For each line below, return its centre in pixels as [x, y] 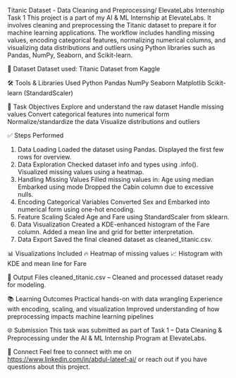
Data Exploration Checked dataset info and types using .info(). [108, 164]
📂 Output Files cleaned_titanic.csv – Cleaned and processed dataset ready [115, 277]
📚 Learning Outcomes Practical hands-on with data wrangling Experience [115, 299]
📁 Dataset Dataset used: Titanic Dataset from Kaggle [84, 69]
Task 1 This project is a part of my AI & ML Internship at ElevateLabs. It [109, 18]
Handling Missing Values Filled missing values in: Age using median [116, 179]
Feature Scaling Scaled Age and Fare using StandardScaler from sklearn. [123, 217]
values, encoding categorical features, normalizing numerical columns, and [117, 40]
